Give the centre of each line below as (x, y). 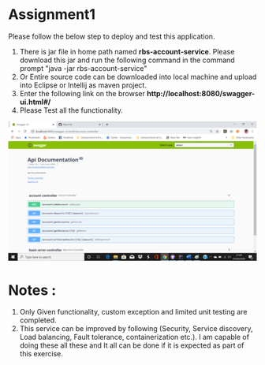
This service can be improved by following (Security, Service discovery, (136, 329)
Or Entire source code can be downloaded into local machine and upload (138, 76)
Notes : (32, 290)
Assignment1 (52, 15)
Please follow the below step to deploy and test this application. (112, 36)
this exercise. (41, 354)
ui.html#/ (35, 102)
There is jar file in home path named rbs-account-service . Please (127, 51)
